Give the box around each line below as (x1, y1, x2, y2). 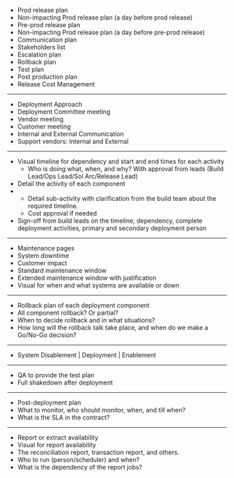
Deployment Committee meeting (17, 107, 111, 116)
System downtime (17, 251, 70, 260)
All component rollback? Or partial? (17, 308, 118, 317)
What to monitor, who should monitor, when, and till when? (17, 406, 186, 414)
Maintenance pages (17, 244, 75, 252)
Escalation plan (17, 50, 61, 59)
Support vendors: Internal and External (17, 137, 129, 145)
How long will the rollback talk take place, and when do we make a (17, 324, 209, 331)
